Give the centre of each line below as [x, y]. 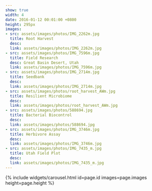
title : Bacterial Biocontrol [41, 115]
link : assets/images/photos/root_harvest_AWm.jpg [64, 106]
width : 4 [15, 15]
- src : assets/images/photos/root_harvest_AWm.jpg [60, 91]
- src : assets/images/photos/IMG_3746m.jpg [52, 129]
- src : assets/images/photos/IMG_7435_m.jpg [53, 149]
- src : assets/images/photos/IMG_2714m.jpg [52, 72]
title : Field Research [34, 58]
